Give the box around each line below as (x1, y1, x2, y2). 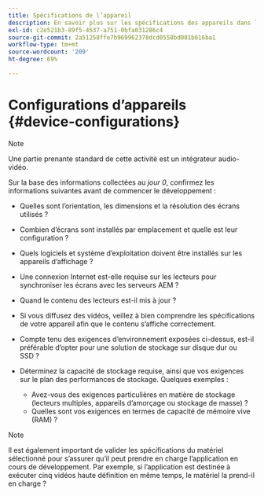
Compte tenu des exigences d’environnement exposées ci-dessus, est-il (19, 334, 255, 344)
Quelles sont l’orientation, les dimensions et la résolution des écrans (19, 201, 240, 211)
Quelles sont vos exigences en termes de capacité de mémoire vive (31, 406, 251, 416)
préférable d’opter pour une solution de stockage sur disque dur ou (19, 343, 237, 352)
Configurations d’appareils (8, 96, 187, 114)
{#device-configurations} (8, 113, 181, 130)
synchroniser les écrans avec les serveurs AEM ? (19, 280, 179, 289)
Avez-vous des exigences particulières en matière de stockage (31, 390, 236, 399)
